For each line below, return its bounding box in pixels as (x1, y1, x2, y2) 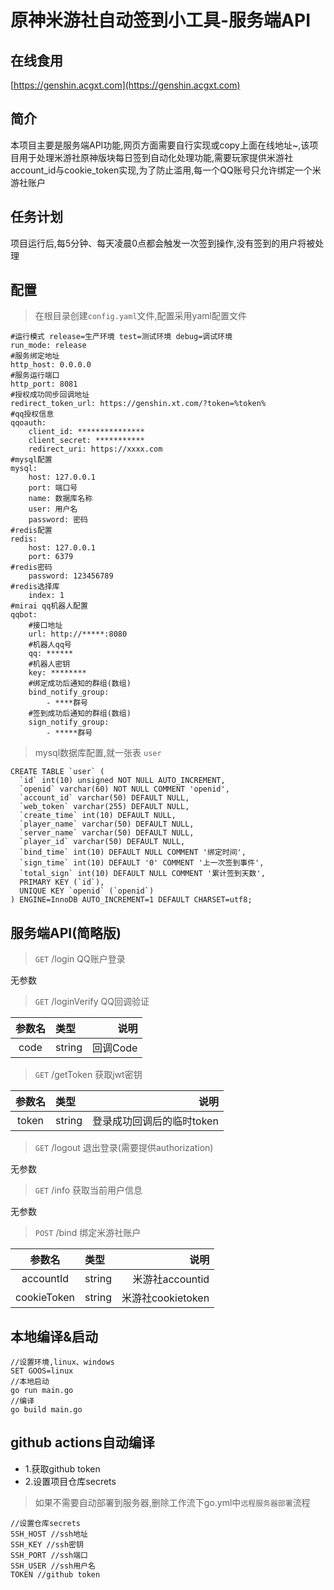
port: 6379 (28, 552, 74, 562)
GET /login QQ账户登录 (34, 953, 126, 965)
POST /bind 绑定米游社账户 (34, 1227, 142, 1239)
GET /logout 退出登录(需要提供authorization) (34, 1142, 214, 1154)
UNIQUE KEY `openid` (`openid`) (19, 886, 155, 896)
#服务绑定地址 (10, 351, 60, 361)
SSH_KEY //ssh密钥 (10, 1539, 84, 1550)
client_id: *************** (28, 427, 145, 437)
